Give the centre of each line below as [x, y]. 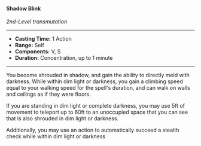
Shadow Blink [24, 8]
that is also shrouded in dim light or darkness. [62, 118]
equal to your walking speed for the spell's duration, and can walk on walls [98, 88]
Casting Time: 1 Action [43, 39]
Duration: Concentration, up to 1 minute [64, 58]
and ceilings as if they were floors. [48, 94]
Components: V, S [38, 51]
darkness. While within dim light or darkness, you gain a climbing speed [95, 81]
